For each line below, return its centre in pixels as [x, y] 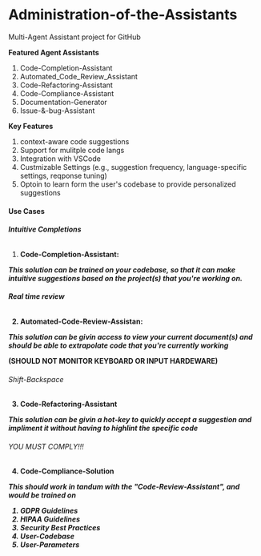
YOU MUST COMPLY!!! [46, 446]
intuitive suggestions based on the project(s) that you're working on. [125, 278]
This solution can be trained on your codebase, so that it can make [122, 269]
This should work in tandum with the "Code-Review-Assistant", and [124, 487]
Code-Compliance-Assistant [67, 93]
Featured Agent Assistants [54, 52]
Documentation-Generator [64, 102]
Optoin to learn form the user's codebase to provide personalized [128, 184]
